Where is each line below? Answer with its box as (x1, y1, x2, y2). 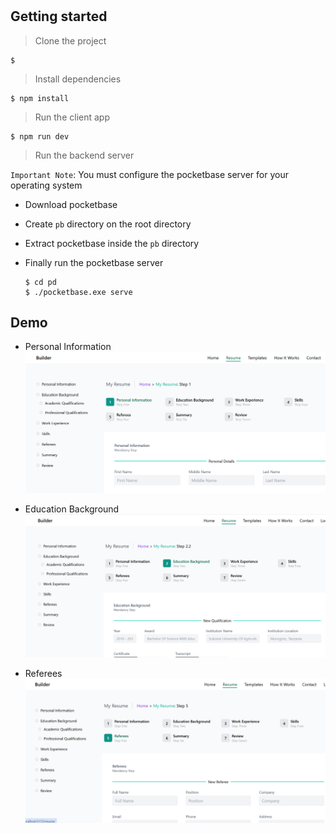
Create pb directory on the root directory (24, 218, 192, 230)
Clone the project (34, 34, 107, 47)
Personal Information (24, 341, 112, 353)
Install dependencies (34, 73, 122, 85)
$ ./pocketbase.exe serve (24, 287, 133, 297)
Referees (24, 667, 63, 679)
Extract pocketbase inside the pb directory (24, 237, 200, 249)
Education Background (24, 503, 120, 515)
